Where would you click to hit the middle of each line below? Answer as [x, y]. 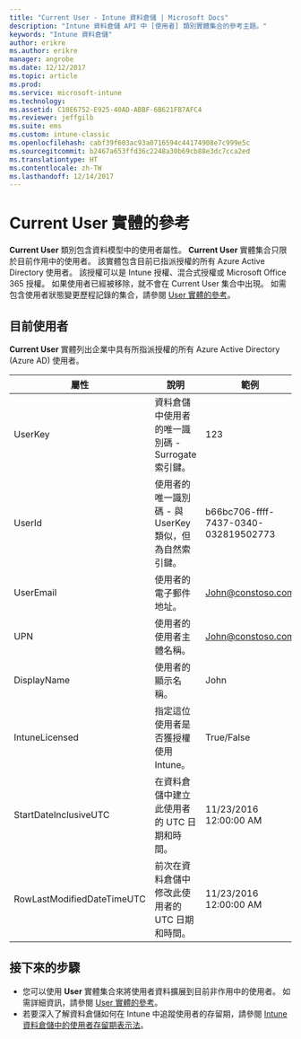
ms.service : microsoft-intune [66, 92]
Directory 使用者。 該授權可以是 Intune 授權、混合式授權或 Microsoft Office [148, 273]
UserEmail [35, 592]
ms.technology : [38, 101]
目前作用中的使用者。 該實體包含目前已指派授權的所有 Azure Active [141, 261]
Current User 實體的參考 [100, 223]
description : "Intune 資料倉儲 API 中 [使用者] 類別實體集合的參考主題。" [138, 26]
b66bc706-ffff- [240, 511]
